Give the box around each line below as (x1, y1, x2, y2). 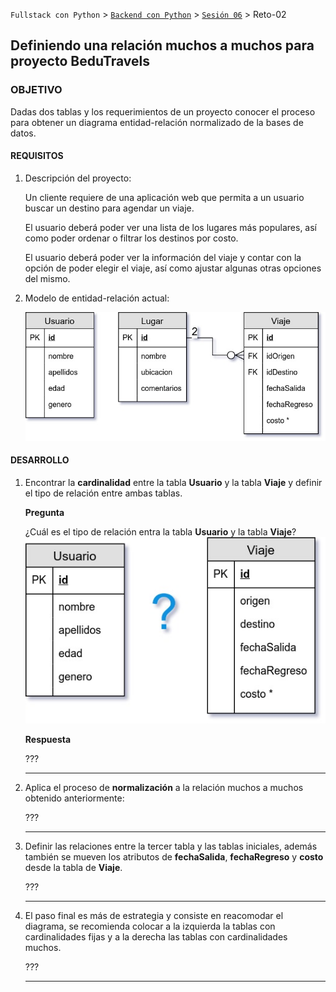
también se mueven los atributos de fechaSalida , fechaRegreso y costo (24, 850, 324, 863)
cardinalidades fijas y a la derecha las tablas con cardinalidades (24, 930, 288, 943)
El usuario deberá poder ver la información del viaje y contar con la (24, 251, 302, 263)
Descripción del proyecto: (24, 172, 132, 184)
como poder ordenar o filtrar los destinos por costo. (24, 232, 239, 244)
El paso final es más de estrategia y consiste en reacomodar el (24, 909, 284, 921)
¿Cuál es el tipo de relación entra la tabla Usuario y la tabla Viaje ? (24, 525, 297, 538)
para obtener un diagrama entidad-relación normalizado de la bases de (10, 116, 304, 128)
